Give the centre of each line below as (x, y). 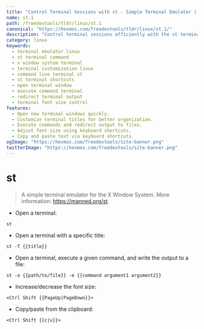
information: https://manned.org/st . (65, 201)
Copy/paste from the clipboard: (54, 309)
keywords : (19, 46)
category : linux (27, 40)
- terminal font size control (50, 102)
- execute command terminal (47, 91)
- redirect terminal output (47, 97)
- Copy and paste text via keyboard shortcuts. (73, 137)
